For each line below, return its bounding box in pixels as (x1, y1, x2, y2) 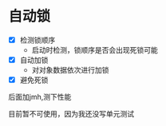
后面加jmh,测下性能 (8, 93, 72, 102)
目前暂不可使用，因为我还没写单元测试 (8, 109, 134, 119)
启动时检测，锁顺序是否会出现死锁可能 (31, 45, 158, 54)
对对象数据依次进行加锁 (31, 65, 109, 75)
